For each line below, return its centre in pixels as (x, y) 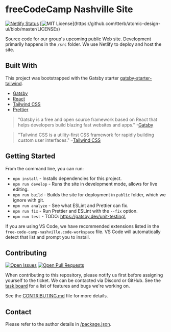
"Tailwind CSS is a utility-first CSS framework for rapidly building (86, 135)
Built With (21, 66)
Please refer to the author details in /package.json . (58, 324)
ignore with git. (28, 200)
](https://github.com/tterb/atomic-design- (116, 23)
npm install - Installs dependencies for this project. (67, 178)
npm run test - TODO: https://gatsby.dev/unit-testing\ (69, 216)
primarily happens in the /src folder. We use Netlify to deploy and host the (83, 44)
